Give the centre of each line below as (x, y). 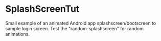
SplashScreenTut (42, 9)
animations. (17, 34)
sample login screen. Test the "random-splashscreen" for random (75, 28)
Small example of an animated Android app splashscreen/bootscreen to (81, 23)
